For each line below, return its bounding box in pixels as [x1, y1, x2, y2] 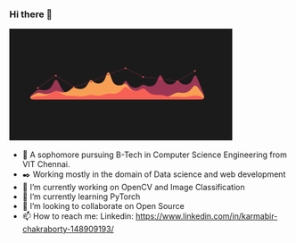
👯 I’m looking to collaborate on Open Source [21, 201, 185, 212]
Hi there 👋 [9, 8, 53, 21]
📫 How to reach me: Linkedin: [21, 211, 134, 222]
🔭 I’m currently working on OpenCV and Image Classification [21, 182, 245, 193]
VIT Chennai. [21, 159, 70, 170]
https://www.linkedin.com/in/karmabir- [135, 211, 278, 222]
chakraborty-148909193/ [21, 223, 114, 235]
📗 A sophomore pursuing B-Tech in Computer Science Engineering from [21, 149, 287, 160]
